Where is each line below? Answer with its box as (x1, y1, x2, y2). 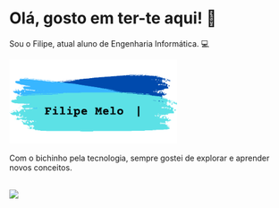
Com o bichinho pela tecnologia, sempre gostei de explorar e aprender (9, 152, 270, 163)
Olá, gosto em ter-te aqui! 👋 (9, 8, 217, 29)
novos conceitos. (9, 161, 73, 173)
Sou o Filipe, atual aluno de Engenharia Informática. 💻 (9, 38, 210, 48)
